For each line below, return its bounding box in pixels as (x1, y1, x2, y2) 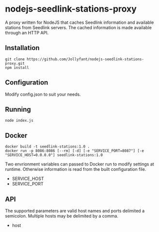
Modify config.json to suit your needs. (5, 91, 81, 97)
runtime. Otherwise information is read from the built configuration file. (5, 166, 146, 172)
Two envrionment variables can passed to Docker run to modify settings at (5, 161, 154, 167)
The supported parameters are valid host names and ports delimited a (5, 208, 144, 214)
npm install (5, 65, 29, 70)
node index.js (5, 118, 34, 123)
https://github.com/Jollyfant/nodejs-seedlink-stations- (26, 57, 144, 62)
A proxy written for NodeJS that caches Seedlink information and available (5, 19, 154, 25)
